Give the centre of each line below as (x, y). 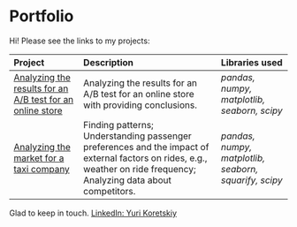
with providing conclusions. (140, 105)
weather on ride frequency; (140, 169)
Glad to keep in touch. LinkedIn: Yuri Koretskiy (93, 213)
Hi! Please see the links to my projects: (80, 41)
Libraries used (251, 62)
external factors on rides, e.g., (145, 158)
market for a (39, 158)
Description (109, 62)
